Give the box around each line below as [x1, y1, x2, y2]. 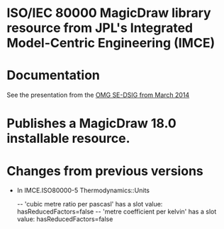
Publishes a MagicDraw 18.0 [6, 115, 177, 131]
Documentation [6, 67, 101, 83]
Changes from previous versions [6, 163, 203, 179]
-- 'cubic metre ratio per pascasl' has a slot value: [16, 200, 163, 209]
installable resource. [6, 131, 130, 146]
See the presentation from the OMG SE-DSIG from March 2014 [6, 90, 190, 100]
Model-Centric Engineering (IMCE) [6, 35, 215, 51]
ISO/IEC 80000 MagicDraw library [6, 5, 211, 21]
